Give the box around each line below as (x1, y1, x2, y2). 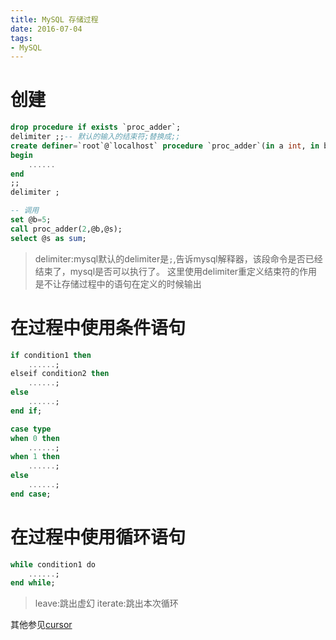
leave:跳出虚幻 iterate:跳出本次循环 (34, 597, 179, 610)
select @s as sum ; (10, 233, 87, 243)
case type (10, 424, 52, 434)
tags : (10, 33, 33, 43)
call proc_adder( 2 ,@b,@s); (10, 224, 123, 234)
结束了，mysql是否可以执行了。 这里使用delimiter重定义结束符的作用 (34, 265, 318, 277)
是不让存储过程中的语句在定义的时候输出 (34, 277, 202, 290)
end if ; (10, 406, 43, 416)
